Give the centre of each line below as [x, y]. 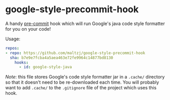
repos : [12, 48]
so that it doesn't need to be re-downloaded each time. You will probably [82, 82]
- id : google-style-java [45, 67]
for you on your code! [28, 29]
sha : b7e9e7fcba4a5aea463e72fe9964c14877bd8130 [62, 58]
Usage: [13, 39]
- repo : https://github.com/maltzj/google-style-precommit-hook [75, 53]
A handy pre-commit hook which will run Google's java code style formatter [85, 23]
